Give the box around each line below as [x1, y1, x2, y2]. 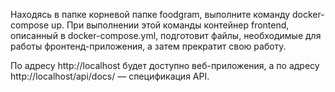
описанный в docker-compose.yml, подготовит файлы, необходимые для [10, 30, 322, 41]
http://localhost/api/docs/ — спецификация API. [10, 70, 210, 82]
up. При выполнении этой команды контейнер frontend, [51, 19, 290, 31]
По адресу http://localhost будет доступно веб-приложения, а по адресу [10, 60, 320, 71]
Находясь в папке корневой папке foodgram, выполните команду [10, 9, 291, 20]
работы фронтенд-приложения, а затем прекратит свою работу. [10, 40, 287, 52]
